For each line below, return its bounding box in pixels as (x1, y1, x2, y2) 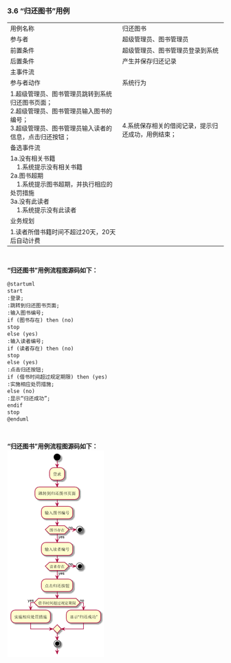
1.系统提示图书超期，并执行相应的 (16, 180, 113, 189)
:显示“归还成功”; (7, 395, 50, 402)
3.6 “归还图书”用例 (7, 6, 70, 15)
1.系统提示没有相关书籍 (16, 163, 82, 171)
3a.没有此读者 (10, 198, 49, 206)
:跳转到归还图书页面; (7, 302, 60, 309)
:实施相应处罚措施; (7, 381, 55, 388)
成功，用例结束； (128, 129, 177, 138)
